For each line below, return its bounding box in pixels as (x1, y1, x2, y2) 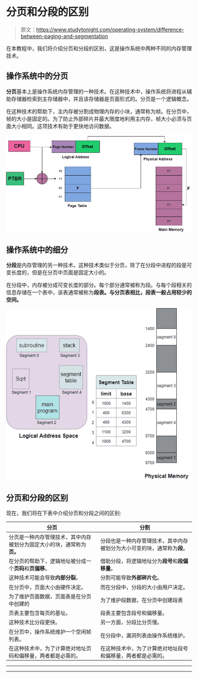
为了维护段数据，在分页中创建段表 (100, 596, 183, 603)
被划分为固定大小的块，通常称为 (8, 541, 87, 548)
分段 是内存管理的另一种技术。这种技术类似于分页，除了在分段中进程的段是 (6, 262, 187, 269)
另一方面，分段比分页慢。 (100, 618, 163, 626)
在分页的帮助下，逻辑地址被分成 (8, 558, 87, 565)
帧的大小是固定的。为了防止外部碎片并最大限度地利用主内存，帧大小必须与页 (6, 115, 192, 122)
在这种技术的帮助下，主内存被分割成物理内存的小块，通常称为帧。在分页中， (6, 107, 192, 115)
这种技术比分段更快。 (8, 618, 61, 626)
